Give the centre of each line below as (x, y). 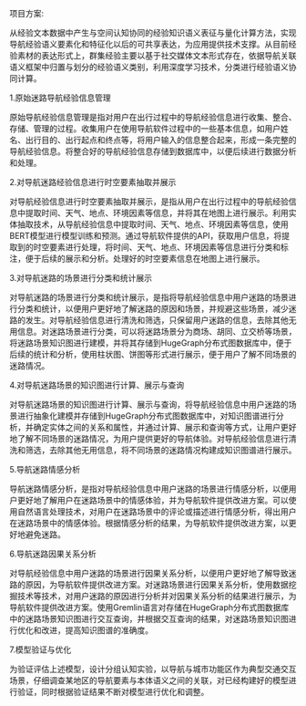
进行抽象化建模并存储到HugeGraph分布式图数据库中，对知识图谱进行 (146, 416)
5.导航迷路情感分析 (45, 469)
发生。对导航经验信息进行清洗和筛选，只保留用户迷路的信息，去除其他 (157, 320)
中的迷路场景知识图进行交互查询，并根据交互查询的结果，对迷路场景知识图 (149, 619)
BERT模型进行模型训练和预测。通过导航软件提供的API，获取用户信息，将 (146, 236)
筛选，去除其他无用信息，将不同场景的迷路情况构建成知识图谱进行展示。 (161, 450)
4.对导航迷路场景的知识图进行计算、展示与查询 (97, 385)
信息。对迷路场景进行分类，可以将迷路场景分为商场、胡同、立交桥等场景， (157, 332)
